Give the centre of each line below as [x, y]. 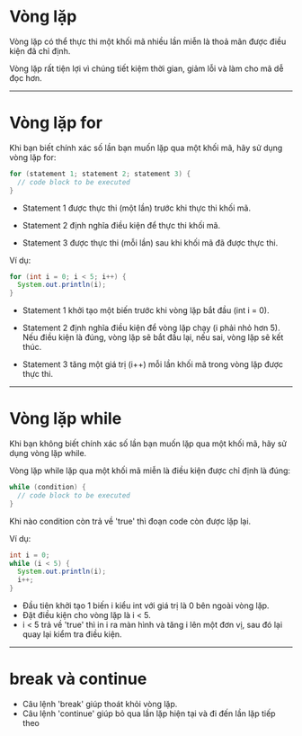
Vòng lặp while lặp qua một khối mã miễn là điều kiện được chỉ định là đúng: [150, 471]
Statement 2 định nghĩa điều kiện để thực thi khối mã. [121, 225]
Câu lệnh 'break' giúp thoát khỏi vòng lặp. [100, 704]
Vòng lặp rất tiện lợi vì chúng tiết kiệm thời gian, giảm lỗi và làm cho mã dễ [147, 68]
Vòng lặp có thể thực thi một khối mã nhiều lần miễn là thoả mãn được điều [148, 41]
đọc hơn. [26, 77]
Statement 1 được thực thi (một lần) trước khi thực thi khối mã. [137, 208]
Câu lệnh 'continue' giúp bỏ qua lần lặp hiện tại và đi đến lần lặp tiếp [149, 714]
